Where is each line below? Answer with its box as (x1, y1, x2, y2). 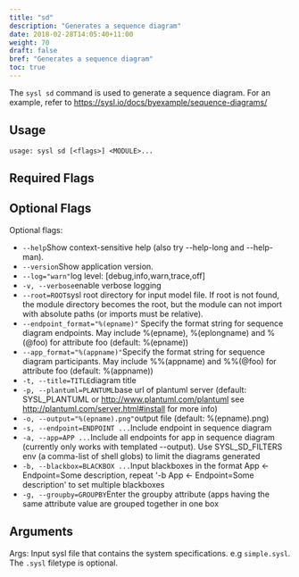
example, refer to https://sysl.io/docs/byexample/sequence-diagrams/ (9, 96, 268, 107)
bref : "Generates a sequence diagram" (9, 54, 154, 63)
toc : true (9, 63, 46, 72)
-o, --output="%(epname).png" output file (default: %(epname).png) (21, 413, 270, 423)
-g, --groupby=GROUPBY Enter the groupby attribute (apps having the (21, 489, 270, 499)
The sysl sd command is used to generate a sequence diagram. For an (9, 87, 270, 98)
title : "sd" (9, 13, 54, 22)
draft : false (9, 46, 58, 55)
